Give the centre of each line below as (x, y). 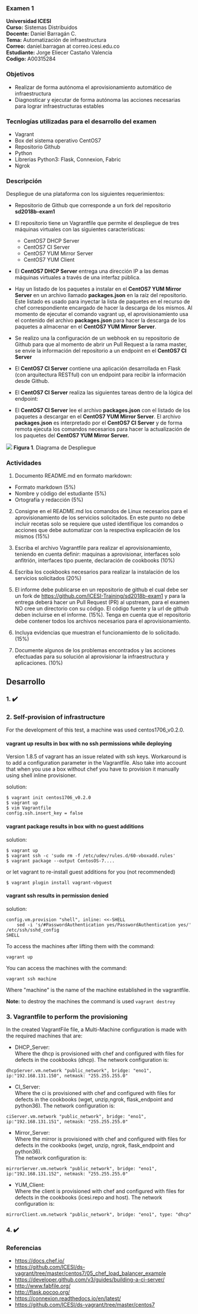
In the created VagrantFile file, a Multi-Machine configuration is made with (97, 1029)
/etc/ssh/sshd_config (33, 930)
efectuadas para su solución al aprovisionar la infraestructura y (92, 657)
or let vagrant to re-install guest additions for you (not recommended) (91, 872)
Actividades (24, 463)
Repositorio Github (38, 147)
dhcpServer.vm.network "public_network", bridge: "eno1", (79, 1071)
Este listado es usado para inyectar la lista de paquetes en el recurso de (102, 302)
